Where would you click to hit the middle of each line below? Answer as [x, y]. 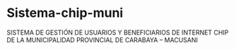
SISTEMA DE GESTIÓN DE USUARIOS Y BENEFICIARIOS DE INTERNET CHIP [118, 32]
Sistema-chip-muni [65, 13]
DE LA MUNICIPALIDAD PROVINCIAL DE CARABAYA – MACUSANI [102, 39]
